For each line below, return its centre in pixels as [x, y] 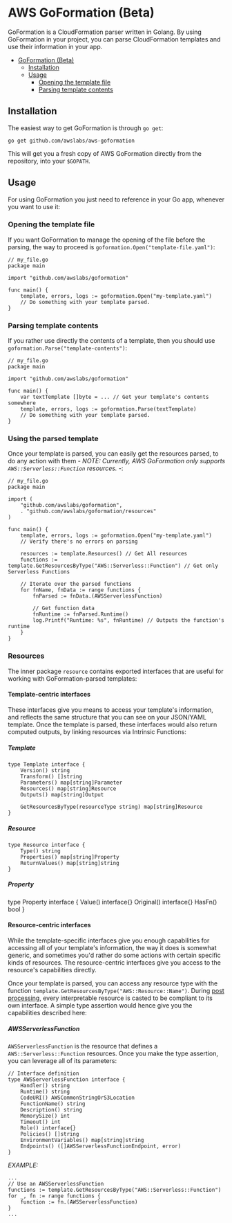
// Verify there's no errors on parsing [79, 542]
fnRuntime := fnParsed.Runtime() [81, 614]
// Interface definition [43, 1074]
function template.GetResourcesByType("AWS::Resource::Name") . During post [116, 991]
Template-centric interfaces [49, 695]
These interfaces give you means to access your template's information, [110, 709]
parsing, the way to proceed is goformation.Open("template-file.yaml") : [112, 247]
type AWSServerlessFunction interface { [67, 1080]
